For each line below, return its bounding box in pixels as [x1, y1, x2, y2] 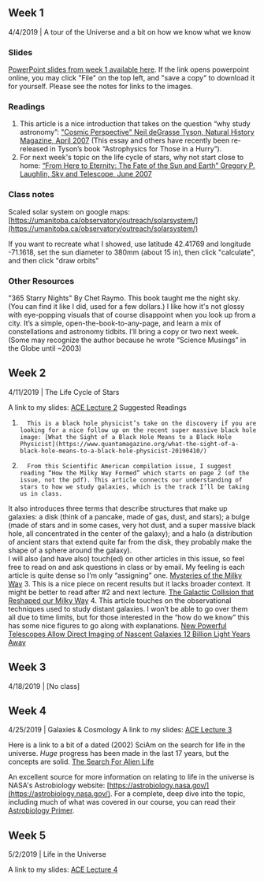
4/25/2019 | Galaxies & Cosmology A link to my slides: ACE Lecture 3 [8, 725, 232, 735]
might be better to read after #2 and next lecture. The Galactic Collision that [8, 587, 255, 597]
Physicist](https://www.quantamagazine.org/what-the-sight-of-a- [19, 440, 239, 448]
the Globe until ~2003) [8, 344, 82, 353]
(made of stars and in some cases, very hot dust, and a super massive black [8, 520, 256, 530]
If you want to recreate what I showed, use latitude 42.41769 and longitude [8, 239, 251, 248]
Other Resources [8, 275, 75, 286]
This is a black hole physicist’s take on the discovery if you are [27, 419, 257, 427]
